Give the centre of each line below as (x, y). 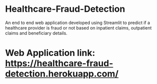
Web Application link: (50, 53)
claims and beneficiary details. (36, 33)
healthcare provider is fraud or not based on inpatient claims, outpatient (78, 28)
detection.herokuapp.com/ (62, 74)
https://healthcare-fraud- (59, 64)
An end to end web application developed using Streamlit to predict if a (78, 23)
